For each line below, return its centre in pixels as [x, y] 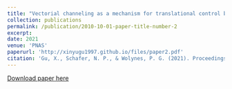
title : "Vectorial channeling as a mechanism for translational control [114, 13]
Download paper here [38, 78]
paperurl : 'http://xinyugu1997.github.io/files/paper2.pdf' [96, 52]
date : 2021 [23, 39]
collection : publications [44, 20]
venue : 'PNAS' [28, 46]
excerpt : [20, 33]
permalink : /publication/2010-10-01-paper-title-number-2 [92, 26]
